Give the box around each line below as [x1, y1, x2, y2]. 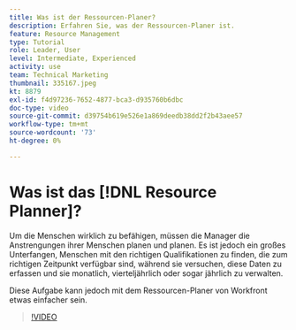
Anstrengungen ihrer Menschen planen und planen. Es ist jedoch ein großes [9, 240, 286, 250]
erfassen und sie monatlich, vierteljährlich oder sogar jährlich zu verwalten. [9, 267, 284, 279]
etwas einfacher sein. [9, 294, 88, 305]
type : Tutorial [9, 37, 65, 47]
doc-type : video [9, 104, 69, 112]
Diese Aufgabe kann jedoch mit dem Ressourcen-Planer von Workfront [9, 285, 268, 295]
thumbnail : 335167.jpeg [9, 79, 97, 88]
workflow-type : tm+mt [9, 120, 89, 129]
